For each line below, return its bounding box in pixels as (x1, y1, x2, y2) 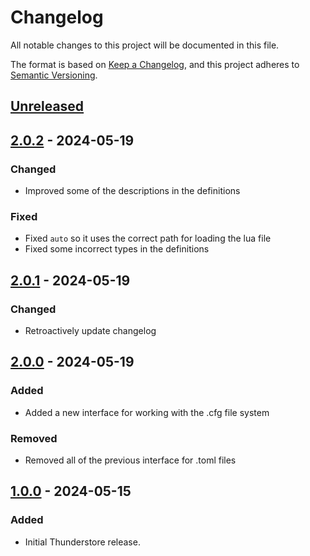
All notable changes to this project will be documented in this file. (10, 39, 280, 51)
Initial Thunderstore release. (24, 536, 141, 548)
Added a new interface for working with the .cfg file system (24, 406, 270, 418)
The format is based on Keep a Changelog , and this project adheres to (10, 58, 300, 70)
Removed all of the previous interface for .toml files (24, 454, 237, 466)
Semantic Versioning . (10, 69, 98, 81)
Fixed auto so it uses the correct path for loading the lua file (24, 232, 272, 245)
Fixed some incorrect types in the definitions (24, 243, 210, 255)
